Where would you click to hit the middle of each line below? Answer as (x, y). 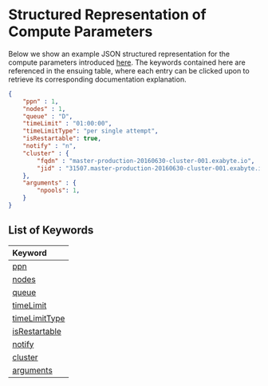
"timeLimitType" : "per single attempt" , (91, 131)
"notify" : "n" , (50, 146)
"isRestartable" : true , (62, 139)
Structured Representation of (107, 15)
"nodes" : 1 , (44, 109)
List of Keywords (51, 231)
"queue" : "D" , (48, 116)
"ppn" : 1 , (41, 101)
